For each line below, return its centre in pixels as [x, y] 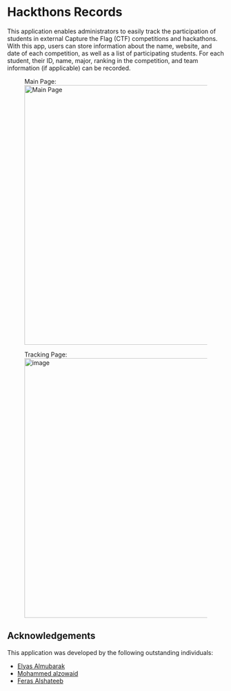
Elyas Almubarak [41, 666]
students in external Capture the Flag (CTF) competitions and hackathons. [112, 38]
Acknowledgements [51, 636]
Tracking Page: [46, 355]
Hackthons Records [65, 12]
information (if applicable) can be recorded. [69, 68]
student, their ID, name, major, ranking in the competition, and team [103, 60]
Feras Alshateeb [40, 681]
